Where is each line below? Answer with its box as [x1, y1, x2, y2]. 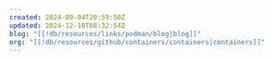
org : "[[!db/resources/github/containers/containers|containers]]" [9, 37, 266, 47]
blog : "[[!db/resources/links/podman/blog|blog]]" [9, 29, 202, 38]
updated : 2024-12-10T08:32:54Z [9, 21, 126, 30]
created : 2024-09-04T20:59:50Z [9, 12, 126, 22]
